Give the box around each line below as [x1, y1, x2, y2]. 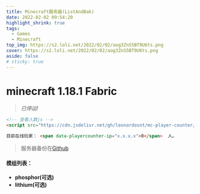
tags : [6, 25, 20, 32]
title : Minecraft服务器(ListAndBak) [6, 8, 95, 15]
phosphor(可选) [14, 174, 55, 181]
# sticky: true [6, 58, 44, 64]
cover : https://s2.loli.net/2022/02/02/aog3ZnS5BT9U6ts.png [6, 48, 159, 54]
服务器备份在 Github [20, 144, 69, 152]
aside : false [6, 53, 39, 59]
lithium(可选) [14, 181, 48, 189]
